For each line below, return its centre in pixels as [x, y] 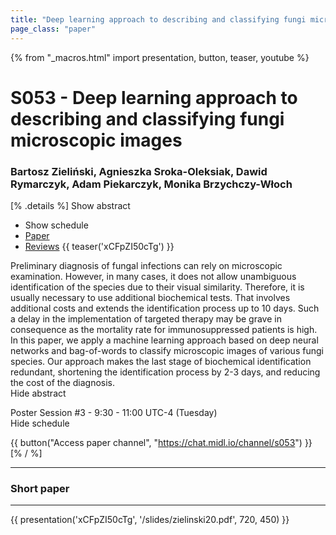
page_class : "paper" [53, 29]
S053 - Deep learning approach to [154, 97]
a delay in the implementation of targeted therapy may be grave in [146, 318]
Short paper [40, 488]
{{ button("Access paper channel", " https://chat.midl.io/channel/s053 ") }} [161, 442]
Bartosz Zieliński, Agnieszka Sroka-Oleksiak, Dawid [139, 171]
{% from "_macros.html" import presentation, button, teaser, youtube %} [160, 57]
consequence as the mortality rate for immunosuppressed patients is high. [164, 329]
